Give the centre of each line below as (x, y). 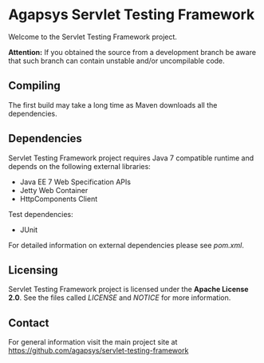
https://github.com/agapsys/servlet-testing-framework (99, 351)
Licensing (33, 270)
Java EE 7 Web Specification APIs (75, 182)
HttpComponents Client (59, 199)
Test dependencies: (41, 214)
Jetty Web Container (54, 190)
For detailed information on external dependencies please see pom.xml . (126, 245)
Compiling (35, 86)
